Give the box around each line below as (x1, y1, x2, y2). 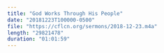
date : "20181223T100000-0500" (7, 17, 96, 23)
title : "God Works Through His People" (7, 10, 124, 17)
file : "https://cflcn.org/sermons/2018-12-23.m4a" (7, 23, 158, 30)
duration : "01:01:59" (7, 36, 70, 43)
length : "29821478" (7, 29, 64, 36)
